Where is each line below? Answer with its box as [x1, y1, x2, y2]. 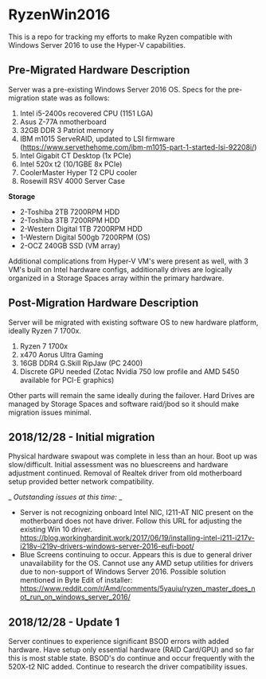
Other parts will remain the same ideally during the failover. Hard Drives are [8, 390, 255, 400]
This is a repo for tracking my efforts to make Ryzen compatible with [8, 32, 233, 41]
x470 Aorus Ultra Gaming [19, 349, 104, 359]
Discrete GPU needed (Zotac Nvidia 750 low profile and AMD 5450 [19, 366, 240, 376]
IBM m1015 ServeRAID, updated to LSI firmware [19, 134, 175, 143]
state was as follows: [41, 93, 110, 103]
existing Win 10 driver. [19, 525, 93, 534]
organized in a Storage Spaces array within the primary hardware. [8, 273, 225, 283]
